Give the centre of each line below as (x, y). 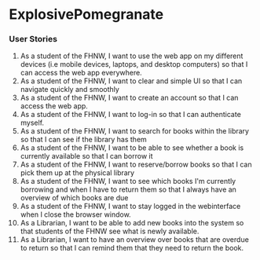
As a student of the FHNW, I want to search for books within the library (135, 131)
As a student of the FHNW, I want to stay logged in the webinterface (130, 207)
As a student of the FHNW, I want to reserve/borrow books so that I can (136, 165)
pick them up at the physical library (77, 173)
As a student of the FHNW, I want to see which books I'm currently (128, 181)
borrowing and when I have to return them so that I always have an (128, 189)
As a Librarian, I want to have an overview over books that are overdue (135, 240)
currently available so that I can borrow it (86, 156)
